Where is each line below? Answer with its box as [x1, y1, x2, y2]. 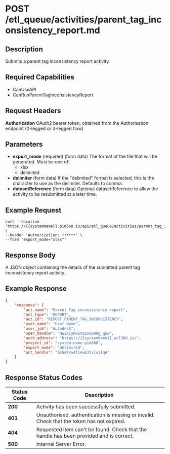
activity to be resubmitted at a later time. [12, 191, 97, 197]
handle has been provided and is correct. [36, 432, 134, 439]
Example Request [5, 206, 62, 215]
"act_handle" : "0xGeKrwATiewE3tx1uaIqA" [23, 350, 110, 355]
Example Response [5, 285, 67, 293]
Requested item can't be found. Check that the [36, 426, 147, 433]
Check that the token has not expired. [36, 417, 125, 425]
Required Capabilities [5, 73, 75, 82]
